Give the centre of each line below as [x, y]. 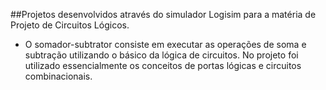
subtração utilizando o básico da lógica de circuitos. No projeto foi [161, 55]
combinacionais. [58, 76]
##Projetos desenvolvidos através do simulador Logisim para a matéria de [163, 14]
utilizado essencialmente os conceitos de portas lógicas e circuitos [163, 65]
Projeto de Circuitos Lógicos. [70, 25]
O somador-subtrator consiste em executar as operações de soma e [165, 44]
